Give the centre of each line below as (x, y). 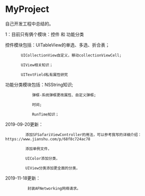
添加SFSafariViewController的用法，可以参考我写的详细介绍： (83, 134)
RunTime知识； (45, 114)
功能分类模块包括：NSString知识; (39, 84)
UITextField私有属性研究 (44, 74)
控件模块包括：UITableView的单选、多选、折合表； (57, 45)
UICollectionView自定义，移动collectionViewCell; (71, 55)
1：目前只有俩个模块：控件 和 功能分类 (44, 34)
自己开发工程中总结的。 (29, 23)
